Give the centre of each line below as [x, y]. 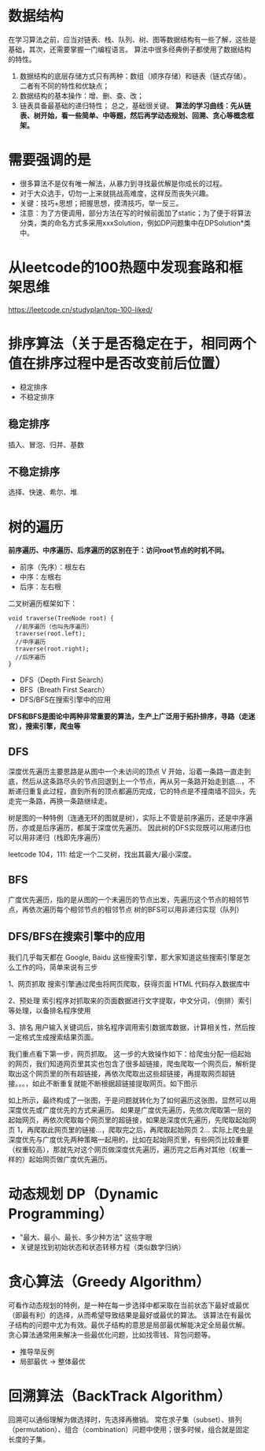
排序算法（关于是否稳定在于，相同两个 [132, 344]
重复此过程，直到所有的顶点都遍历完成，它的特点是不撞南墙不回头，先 [142, 791]
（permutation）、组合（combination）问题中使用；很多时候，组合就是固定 [129, 1429]
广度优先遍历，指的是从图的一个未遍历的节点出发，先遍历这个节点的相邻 [125, 899]
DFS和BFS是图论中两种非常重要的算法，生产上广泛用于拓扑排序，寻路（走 [129, 716]
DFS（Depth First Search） [64, 680]
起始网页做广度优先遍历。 [70, 1159]
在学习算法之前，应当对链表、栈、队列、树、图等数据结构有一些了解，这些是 [132, 39]
